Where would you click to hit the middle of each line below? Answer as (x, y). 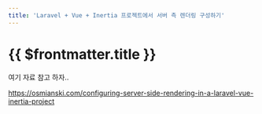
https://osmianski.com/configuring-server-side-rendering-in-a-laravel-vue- (131, 93)
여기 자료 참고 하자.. (39, 77)
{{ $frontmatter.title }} (82, 54)
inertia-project (31, 101)
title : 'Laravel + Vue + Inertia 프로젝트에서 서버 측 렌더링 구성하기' (116, 15)
